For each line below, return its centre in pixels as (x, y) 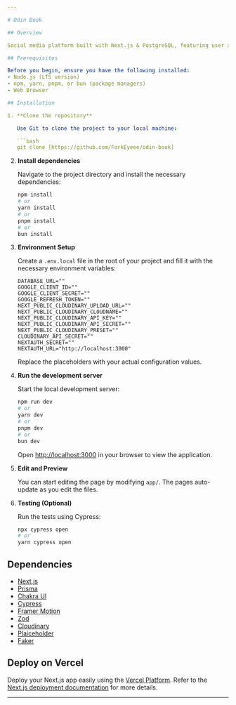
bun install (35, 234)
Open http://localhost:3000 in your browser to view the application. (115, 454)
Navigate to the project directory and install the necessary (101, 174)
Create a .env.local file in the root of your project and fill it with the (115, 261)
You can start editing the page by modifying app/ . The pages (105, 482)
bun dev (28, 441)
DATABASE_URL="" (41, 282)
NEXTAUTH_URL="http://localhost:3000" (74, 349)
